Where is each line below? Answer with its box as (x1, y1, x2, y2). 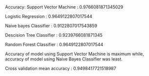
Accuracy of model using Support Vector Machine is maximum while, (5, 51, 144, 57)
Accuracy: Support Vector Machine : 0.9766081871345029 (5, 4, 124, 10)
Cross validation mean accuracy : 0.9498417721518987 (5, 65, 116, 71)
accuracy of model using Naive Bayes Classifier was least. (5, 56, 123, 62)
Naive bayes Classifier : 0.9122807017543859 (5, 23, 98, 29)
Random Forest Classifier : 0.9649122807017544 (5, 42, 104, 47)
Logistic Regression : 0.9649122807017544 (5, 14, 92, 19)
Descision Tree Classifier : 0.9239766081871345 (5, 32, 103, 38)
